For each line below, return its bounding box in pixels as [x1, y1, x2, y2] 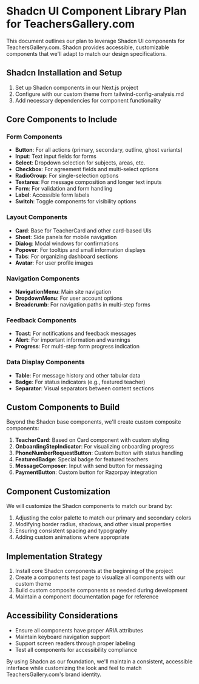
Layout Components [6, 213, 68, 222]
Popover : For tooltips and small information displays [15, 246, 146, 253]
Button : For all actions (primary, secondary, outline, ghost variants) [15, 146, 183, 154]
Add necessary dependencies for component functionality [15, 97, 161, 104]
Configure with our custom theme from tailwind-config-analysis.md [15, 90, 184, 98]
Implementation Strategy [6, 551, 103, 561]
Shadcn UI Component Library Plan [6, 4, 187, 18]
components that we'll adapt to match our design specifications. [6, 50, 167, 57]
